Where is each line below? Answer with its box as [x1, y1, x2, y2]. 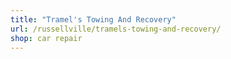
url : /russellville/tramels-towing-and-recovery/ [10, 24, 222, 34]
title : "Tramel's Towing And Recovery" [10, 14, 177, 25]
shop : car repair [10, 33, 83, 43]
